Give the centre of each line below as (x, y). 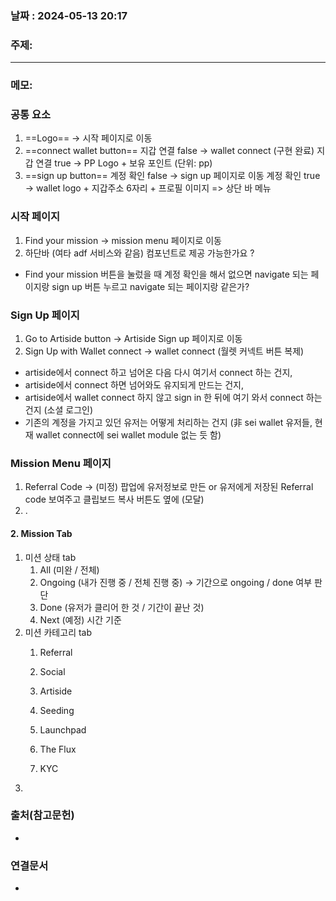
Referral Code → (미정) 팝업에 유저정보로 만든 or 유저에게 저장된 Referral (169, 487)
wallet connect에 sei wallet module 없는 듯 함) (128, 435)
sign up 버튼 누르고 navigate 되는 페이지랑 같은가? (150, 286)
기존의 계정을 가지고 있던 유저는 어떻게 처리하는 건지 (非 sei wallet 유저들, (168, 423)
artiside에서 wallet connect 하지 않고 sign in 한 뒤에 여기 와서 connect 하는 (173, 398)
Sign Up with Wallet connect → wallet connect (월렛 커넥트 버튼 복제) (164, 351)
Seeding (57, 710)
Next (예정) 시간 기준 (80, 619)
